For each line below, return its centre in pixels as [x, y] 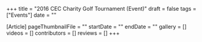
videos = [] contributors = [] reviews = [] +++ [63, 33]
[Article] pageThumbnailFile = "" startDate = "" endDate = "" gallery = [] [97, 27]
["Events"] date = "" [31, 15]
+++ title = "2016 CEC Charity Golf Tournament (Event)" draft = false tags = [101, 9]
